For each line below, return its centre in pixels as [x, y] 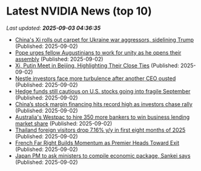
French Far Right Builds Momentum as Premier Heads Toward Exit [97, 142]
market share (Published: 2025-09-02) [64, 123]
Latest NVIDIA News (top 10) [79, 11]
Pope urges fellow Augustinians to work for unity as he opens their [98, 52]
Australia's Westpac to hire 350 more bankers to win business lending [102, 117]
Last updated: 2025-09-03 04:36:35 [54, 28]
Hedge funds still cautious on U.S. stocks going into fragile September [103, 91]
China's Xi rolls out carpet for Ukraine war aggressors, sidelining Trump [104, 39]
